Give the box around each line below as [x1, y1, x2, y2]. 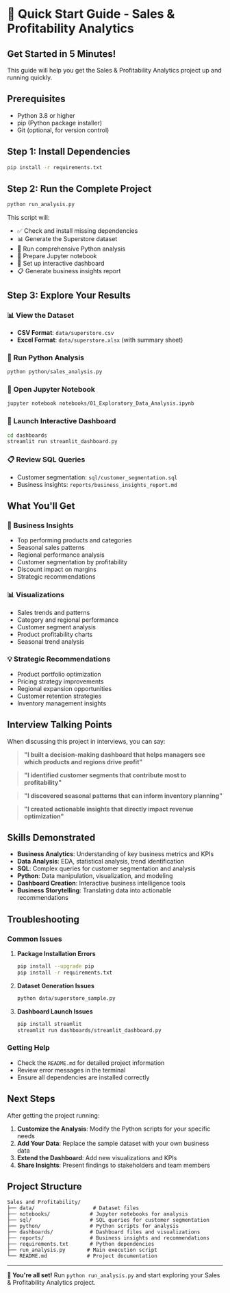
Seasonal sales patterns [16, 544, 86, 552]
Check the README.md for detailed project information [16, 1058, 165, 1067]
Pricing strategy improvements [16, 677, 104, 686]
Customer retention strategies [16, 692, 102, 700]
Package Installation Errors [16, 950, 96, 958]
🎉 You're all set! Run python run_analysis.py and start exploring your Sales [7, 1271, 220, 1279]
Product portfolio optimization [16, 670, 101, 678]
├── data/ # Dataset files [7, 1205, 139, 1212]
